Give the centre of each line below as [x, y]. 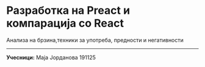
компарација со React [65, 23]
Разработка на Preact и [68, 11]
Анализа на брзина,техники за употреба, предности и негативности [95, 40]
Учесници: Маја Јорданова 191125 [51, 57]
